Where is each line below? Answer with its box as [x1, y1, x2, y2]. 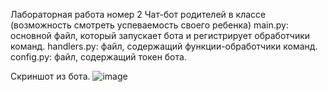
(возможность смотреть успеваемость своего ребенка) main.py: [10, 19, 290, 31]
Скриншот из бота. [10, 70, 91, 82]
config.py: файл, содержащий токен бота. [10, 51, 187, 63]
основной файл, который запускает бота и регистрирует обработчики [10, 30, 311, 41]
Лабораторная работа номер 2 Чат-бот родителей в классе [10, 9, 267, 20]
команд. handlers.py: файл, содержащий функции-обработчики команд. [10, 40, 318, 52]
